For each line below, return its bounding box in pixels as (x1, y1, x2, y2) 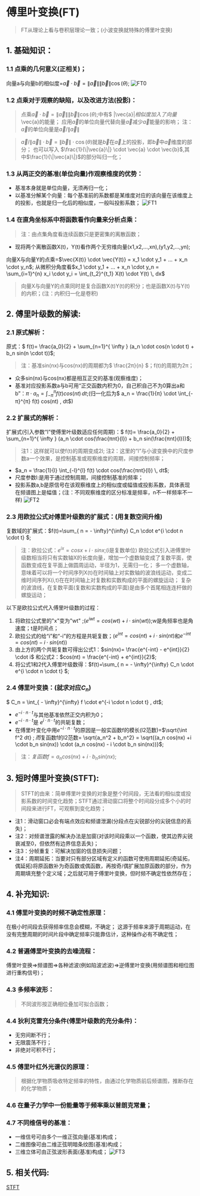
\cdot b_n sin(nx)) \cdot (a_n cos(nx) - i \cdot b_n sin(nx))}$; (14, 740, 164, 748)
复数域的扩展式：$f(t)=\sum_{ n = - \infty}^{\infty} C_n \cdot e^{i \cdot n (6, 527, 183, 534)
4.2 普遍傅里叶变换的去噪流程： (6, 947, 97, 955)
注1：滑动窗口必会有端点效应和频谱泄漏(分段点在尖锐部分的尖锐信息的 (14, 817, 187, 825)
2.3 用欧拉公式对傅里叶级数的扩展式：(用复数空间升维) (6, 512, 163, 521)
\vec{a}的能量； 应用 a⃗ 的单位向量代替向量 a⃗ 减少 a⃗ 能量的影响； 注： (20, 118, 193, 125)
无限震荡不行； (14, 1038, 52, 1046)
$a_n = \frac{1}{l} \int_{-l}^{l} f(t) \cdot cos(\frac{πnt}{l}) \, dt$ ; (14, 466, 170, 474)
